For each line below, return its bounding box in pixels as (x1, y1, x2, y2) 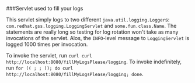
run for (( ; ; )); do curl (6, 64, 74, 71)
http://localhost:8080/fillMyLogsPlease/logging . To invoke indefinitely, (6, 58, 182, 65)
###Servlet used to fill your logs (6, 5, 83, 12)
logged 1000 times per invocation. (6, 41, 88, 48)
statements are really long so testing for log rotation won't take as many (6, 28, 179, 35)
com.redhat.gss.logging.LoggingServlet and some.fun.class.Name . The (6, 23, 177, 29)
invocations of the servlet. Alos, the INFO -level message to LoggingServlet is (6, 35, 190, 41)
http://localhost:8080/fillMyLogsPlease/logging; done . (6, 71, 144, 77)
